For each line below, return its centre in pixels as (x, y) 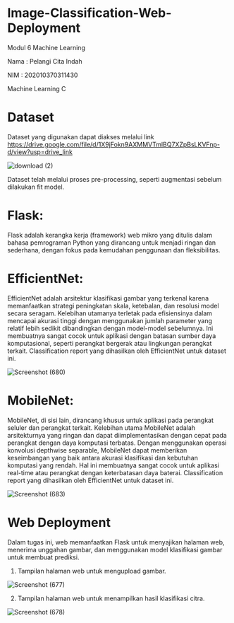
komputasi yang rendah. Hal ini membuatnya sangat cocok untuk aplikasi (113, 465)
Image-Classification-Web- (90, 13)
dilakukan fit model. (36, 187)
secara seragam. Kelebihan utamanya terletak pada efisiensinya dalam (110, 313)
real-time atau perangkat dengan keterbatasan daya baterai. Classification (115, 472)
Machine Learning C (37, 88)
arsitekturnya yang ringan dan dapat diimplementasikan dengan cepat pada (117, 435)
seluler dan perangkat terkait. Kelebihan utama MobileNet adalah (101, 427)
